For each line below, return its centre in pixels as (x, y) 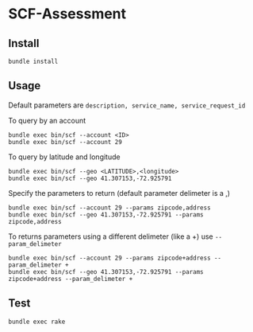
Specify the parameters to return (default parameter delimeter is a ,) (119, 193)
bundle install (33, 61)
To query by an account (47, 120)
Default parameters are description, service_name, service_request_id (127, 105)
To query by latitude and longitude (64, 157)
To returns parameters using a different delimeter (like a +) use (111, 236)
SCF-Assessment (67, 14)
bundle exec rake (37, 322)
